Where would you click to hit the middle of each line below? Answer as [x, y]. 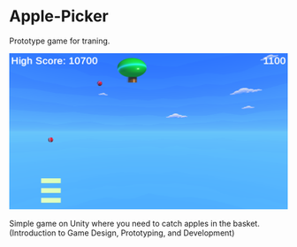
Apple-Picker [59, 16]
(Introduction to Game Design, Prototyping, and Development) [122, 233]
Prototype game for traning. [60, 41]
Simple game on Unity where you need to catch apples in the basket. [135, 223]
